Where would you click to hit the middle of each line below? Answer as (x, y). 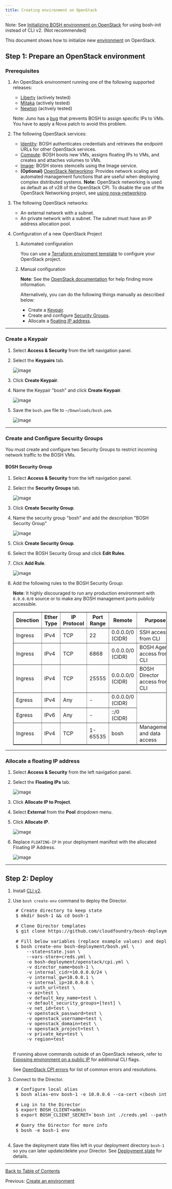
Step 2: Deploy (29, 878)
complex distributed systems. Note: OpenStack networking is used (91, 182)
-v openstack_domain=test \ (62, 1024)
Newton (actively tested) (46, 109)
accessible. (25, 604)
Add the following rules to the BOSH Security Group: (68, 583)
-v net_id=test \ (48, 1008)
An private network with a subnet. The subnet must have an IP (86, 219)
